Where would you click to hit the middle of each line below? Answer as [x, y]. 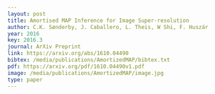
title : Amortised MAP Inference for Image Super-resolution [99, 20]
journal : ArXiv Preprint [44, 47]
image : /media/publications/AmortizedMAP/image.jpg [85, 73]
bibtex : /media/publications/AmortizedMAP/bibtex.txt [89, 60]
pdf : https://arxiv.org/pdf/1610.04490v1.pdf [76, 66]
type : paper [25, 80]
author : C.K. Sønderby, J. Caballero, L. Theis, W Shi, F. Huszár [108, 27]
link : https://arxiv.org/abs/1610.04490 [68, 54]
